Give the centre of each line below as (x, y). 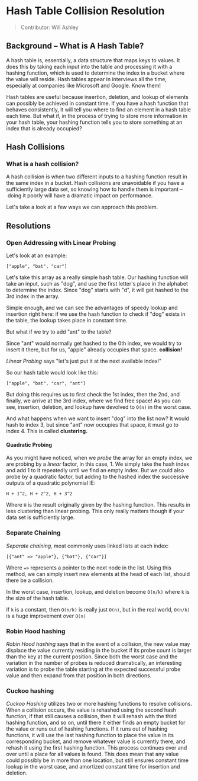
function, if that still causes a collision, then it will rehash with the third (92, 716)
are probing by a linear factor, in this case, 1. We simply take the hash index (98, 464)
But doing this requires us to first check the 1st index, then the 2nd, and (93, 395)
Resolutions (29, 225)
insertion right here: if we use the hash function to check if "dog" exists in (96, 314)
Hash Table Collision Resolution (85, 11)
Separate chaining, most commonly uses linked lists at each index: (87, 546)
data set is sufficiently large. (40, 517)
